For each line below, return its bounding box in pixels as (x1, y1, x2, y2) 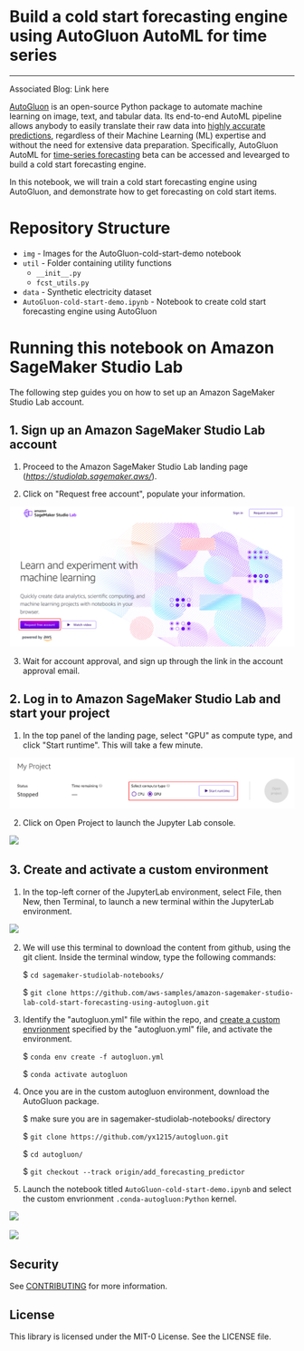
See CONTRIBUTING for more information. (9, 1281, 168, 1292)
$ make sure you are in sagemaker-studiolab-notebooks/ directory (22, 1113, 271, 1124)
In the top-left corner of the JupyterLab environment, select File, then (22, 886, 282, 897)
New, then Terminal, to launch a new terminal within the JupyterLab (22, 896, 274, 906)
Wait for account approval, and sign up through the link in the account (22, 655, 283, 666)
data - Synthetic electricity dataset (22, 286, 152, 297)
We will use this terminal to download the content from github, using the (22, 942, 291, 953)
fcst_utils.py (35, 279, 90, 288)
